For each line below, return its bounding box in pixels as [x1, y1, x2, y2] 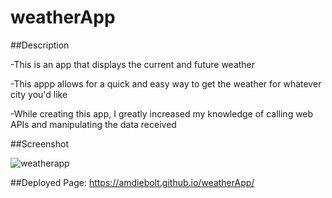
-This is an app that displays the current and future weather [10, 58, 256, 70]
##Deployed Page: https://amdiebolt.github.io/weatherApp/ [10, 176, 255, 188]
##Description [10, 39, 70, 51]
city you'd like [10, 88, 68, 100]
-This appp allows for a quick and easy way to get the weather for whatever [10, 77, 322, 90]
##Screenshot [10, 137, 69, 150]
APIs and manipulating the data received [10, 118, 177, 130]
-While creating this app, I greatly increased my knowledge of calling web [10, 107, 314, 120]
